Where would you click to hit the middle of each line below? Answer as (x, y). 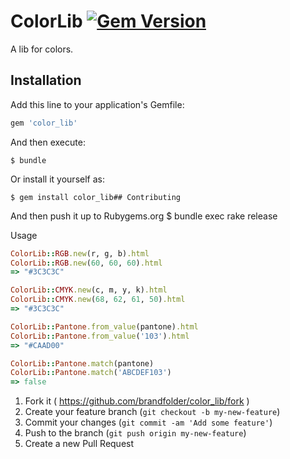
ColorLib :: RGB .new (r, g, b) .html (80, 253)
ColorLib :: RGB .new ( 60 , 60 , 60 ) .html (86, 263)
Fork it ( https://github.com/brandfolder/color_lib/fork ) (137, 401)
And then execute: (48, 142)
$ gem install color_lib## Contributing (96, 197)
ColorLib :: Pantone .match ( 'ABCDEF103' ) (91, 373)
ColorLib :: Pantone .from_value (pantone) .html (104, 326)
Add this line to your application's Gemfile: (97, 104)
